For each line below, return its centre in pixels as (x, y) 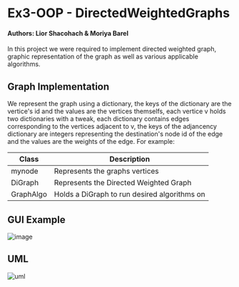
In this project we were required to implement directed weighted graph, (112, 49)
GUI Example (36, 220)
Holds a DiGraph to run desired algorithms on (129, 194)
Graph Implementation (59, 87)
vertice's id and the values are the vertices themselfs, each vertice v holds (117, 111)
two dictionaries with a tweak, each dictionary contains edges (98, 119)
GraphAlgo (29, 194)
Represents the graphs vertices (106, 171)
